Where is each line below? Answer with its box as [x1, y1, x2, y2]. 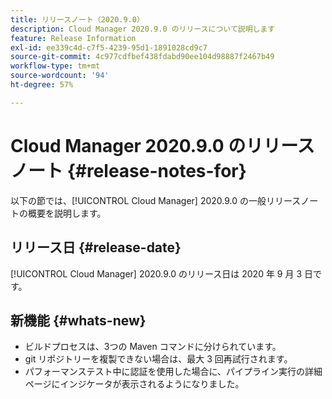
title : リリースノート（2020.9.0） [10, 14, 145, 25]
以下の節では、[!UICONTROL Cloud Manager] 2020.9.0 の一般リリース [10, 194, 302, 206]
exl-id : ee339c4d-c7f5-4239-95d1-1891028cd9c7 [10, 42, 208, 53]
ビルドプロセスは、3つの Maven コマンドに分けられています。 [24, 341, 282, 353]
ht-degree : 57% [10, 80, 74, 90]
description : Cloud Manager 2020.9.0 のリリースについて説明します [10, 24, 276, 34]
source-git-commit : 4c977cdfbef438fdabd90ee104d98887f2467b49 [10, 52, 275, 62]
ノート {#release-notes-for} [10, 159, 247, 182]
